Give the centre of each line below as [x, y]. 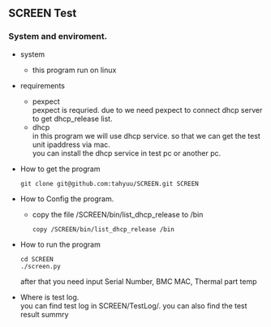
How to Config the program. [67, 199]
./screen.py [40, 266]
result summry [44, 314]
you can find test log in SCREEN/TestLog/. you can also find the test [133, 305]
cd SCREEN [37, 259]
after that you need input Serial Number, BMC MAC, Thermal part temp [138, 281]
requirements [42, 85]
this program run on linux [74, 70]
